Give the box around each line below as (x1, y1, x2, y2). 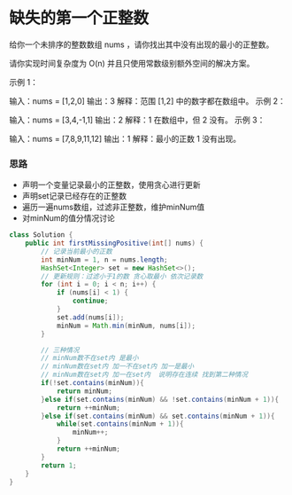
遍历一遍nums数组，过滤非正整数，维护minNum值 (21, 201, 205, 213)
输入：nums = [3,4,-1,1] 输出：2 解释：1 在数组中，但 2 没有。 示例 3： (9, 114, 265, 125)
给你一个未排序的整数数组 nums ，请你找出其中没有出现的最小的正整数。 (9, 39, 274, 50)
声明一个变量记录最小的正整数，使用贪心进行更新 (21, 179, 201, 191)
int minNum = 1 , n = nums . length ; (41, 255, 168, 264)
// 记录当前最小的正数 (41, 247, 112, 255)
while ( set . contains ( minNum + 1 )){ (56, 420, 184, 428)
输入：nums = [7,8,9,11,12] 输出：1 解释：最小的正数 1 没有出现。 (9, 133, 242, 144)
